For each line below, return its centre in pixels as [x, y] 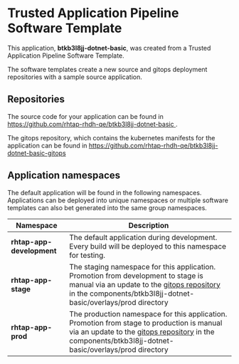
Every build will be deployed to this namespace [148, 246]
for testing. [87, 255]
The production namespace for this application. [148, 313]
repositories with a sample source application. [75, 77]
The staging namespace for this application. [143, 266]
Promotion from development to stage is [137, 276]
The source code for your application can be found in [85, 116]
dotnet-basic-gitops [37, 153]
